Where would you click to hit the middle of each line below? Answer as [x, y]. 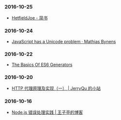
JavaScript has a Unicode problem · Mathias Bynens [64, 41]
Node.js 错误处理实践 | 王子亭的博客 [47, 112]
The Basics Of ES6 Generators [42, 65]
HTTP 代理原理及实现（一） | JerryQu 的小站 [56, 88]
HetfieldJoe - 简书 [30, 18]
